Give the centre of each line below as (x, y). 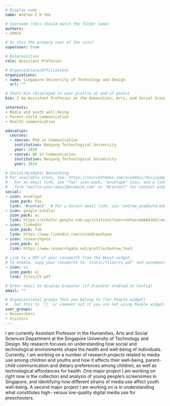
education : (17, 131)
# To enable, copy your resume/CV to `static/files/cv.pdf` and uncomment (86, 263)
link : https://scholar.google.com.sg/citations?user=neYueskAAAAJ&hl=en (88, 220)
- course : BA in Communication (43, 154)
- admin (13, 33)
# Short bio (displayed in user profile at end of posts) (68, 94)
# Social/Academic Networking (37, 173)
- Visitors (17, 318)
